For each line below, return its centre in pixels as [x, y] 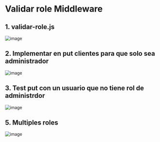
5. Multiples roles [32, 123]
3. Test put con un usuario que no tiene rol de [74, 88]
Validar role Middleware [54, 9]
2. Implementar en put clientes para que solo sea [80, 54]
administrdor [25, 96]
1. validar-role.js [30, 27]
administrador [27, 61]
